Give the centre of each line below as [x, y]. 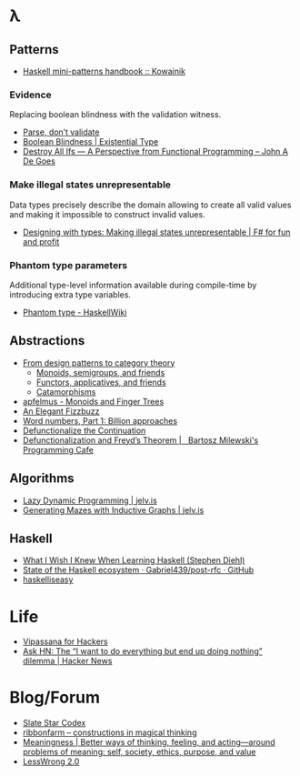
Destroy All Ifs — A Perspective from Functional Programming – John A [155, 152]
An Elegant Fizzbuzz [61, 411]
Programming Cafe [58, 449]
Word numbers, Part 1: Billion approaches [100, 420]
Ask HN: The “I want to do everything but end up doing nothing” [142, 651]
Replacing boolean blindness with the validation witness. [115, 115]
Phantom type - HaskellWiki [75, 312]
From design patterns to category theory [99, 363]
